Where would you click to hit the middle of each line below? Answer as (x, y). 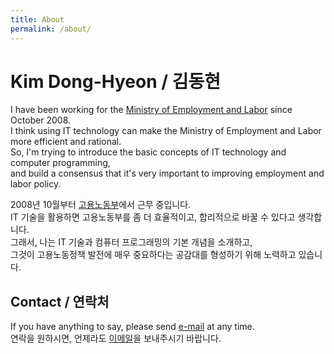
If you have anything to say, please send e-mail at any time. (132, 327)
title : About (37, 19)
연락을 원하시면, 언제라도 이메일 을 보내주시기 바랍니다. (116, 338)
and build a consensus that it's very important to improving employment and (167, 173)
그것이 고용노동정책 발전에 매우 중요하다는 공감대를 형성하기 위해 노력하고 (153, 255)
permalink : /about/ (51, 29)
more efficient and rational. (66, 142)
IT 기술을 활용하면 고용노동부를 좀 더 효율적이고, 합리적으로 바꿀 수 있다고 (153, 217)
